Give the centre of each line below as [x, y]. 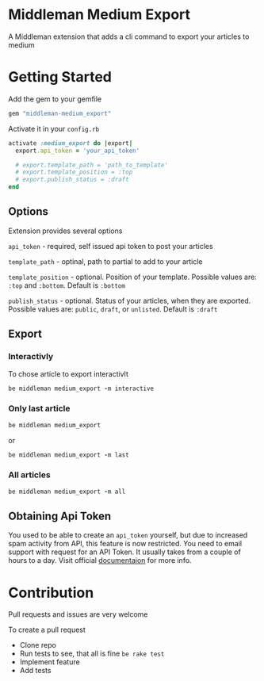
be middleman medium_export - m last [69, 455]
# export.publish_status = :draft [72, 180]
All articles [29, 475]
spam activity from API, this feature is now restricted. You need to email [125, 544]
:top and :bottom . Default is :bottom [67, 285]
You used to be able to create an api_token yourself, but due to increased [128, 535]
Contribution [51, 593]
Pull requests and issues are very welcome [78, 614]
